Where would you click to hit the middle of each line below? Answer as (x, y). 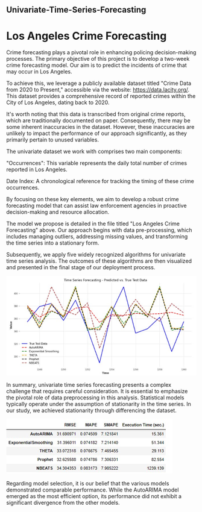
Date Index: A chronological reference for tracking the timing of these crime (100, 181)
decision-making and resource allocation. (58, 212)
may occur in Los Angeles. (39, 72)
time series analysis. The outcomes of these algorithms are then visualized (99, 261)
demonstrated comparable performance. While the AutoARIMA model (93, 490)
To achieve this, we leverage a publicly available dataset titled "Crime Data (99, 83)
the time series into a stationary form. (53, 243)
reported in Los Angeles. (37, 170)
